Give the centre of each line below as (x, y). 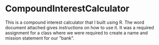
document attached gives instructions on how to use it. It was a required (79, 27)
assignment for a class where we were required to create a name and (76, 33)
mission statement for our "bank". (40, 38)
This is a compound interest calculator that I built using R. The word (75, 22)
